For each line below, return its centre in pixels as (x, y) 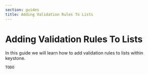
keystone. (15, 58)
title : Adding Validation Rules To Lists (49, 14)
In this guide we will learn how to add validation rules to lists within (74, 53)
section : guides (22, 10)
